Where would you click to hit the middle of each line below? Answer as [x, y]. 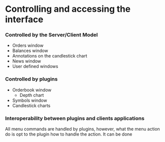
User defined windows [35, 66]
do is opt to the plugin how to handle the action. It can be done [69, 134]
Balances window [30, 51]
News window [27, 61]
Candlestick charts [31, 105]
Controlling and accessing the [68, 9]
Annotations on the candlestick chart [50, 56]
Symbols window [30, 100]
